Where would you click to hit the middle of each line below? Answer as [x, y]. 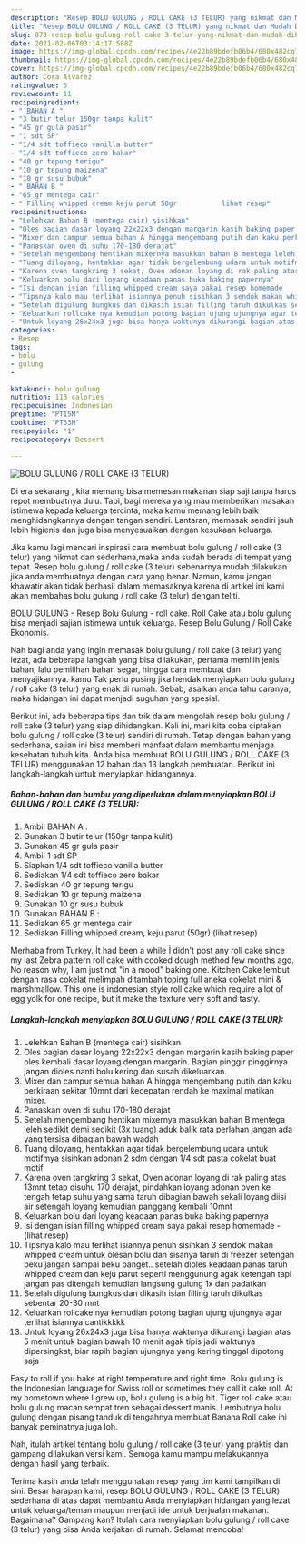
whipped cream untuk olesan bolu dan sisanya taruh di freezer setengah [159, 1255]
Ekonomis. [30, 632]
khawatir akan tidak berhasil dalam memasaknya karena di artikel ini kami [148, 586]
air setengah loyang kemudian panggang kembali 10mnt [128, 1207]
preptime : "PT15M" [45, 414]
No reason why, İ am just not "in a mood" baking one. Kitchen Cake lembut [150, 970]
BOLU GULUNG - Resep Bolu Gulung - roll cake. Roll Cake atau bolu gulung [152, 613]
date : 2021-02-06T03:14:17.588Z [71, 43]
